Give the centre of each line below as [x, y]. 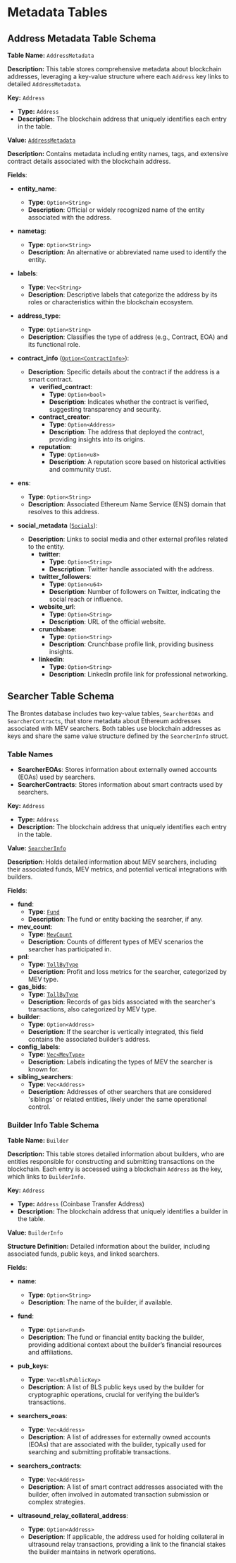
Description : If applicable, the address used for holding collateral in [126, 1537]
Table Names [30, 754]
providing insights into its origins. [97, 439]
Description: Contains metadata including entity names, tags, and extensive [118, 154]
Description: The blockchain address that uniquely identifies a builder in [123, 1211]
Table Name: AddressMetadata [51, 55]
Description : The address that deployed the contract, [126, 432]
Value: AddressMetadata [42, 140]
